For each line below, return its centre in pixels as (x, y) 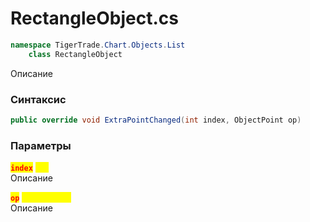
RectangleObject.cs (94, 18)
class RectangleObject (75, 54)
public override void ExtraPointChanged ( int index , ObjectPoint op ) (156, 120)
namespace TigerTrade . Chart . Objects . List (98, 45)
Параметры (41, 145)
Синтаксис (38, 99)
